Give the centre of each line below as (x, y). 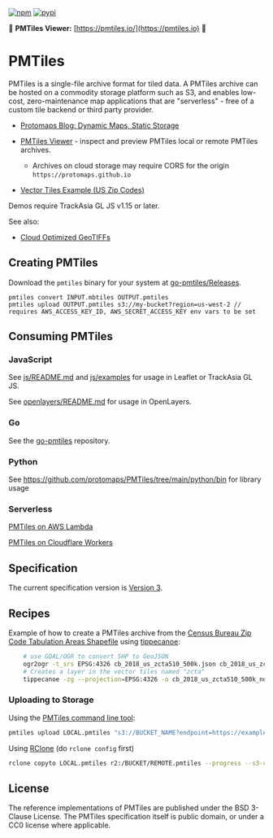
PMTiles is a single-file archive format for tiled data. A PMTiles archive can (133, 83)
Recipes (29, 613)
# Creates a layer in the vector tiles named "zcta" (114, 671)
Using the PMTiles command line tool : (72, 718)
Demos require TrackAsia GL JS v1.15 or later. (84, 205)
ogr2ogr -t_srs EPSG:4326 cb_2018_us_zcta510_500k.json (120, 664)
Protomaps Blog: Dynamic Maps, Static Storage (100, 125)
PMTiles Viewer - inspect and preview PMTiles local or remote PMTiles (139, 141)
